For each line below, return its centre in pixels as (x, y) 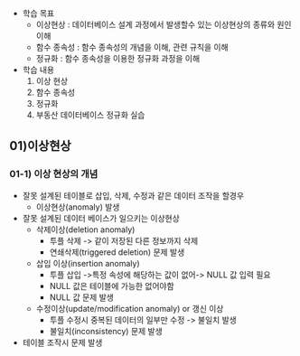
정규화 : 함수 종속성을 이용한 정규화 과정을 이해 (118, 58)
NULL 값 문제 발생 (82, 297)
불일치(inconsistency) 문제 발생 (106, 331)
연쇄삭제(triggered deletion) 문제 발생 (117, 252)
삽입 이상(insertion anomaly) (88, 263)
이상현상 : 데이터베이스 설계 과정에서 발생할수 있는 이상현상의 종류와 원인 (164, 24)
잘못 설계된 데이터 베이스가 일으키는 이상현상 (101, 218)
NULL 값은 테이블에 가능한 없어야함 (112, 286)
